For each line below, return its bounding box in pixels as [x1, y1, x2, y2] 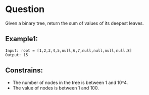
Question [5, 4, 44, 15]
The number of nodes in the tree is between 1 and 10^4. [12, 79, 128, 85]
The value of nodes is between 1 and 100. [12, 84, 100, 91]
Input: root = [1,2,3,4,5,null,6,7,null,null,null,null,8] [5, 48, 132, 53]
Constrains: [5, 66, 43, 75]
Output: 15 [5, 52, 28, 57]
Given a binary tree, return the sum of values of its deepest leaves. [5, 20, 144, 26]
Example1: [5, 35, 38, 43]
